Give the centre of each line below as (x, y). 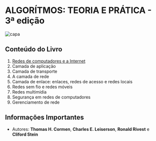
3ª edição (25, 21)
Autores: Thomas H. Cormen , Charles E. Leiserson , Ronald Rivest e (81, 129)
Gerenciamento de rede (36, 102)
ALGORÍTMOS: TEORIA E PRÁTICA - (78, 10)
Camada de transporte (35, 71)
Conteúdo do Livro (34, 49)
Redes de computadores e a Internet (49, 61)
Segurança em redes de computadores (51, 97)
